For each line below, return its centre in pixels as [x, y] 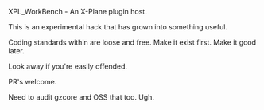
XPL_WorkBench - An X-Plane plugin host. [78, 12]
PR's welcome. [33, 82]
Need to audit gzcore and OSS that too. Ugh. [82, 97]
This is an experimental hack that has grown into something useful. [118, 27]
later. [17, 51]
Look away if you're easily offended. [68, 66]
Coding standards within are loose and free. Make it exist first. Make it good [132, 42]
